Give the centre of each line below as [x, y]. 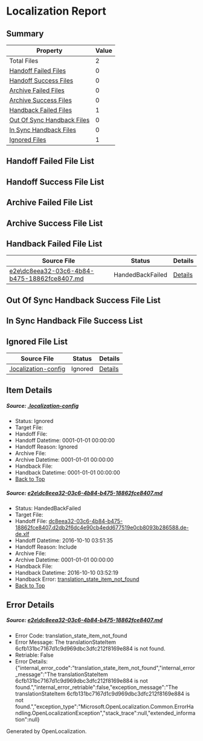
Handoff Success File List [55, 182]
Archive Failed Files [37, 90]
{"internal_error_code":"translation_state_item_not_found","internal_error [105, 668]
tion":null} [27, 719]
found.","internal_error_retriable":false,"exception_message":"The [96, 687]
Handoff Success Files [41, 80]
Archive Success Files [41, 100]
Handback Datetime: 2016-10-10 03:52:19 [67, 573]
